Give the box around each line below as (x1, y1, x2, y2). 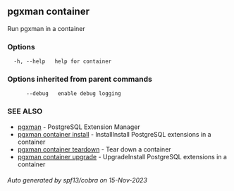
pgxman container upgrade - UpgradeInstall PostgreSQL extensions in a (17, 152, 228, 161)
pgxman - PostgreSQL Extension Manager (17, 123, 140, 131)
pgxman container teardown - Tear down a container (17, 144, 171, 154)
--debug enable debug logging (25, 90, 121, 97)
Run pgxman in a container (7, 24, 86, 32)
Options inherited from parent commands (7, 74, 153, 84)
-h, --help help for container (13, 58, 112, 66)
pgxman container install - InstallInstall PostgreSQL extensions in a (17, 130, 211, 138)
